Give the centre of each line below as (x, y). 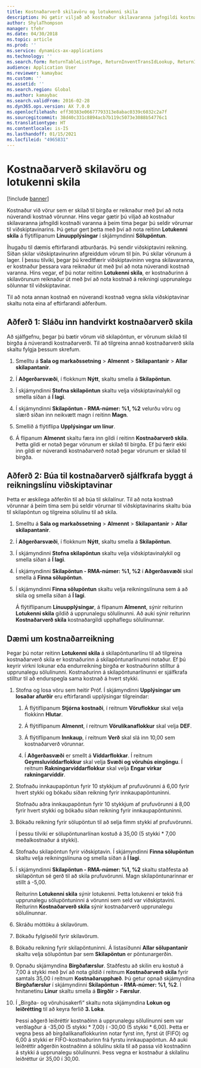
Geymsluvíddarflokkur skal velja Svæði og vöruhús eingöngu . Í (103, 762)
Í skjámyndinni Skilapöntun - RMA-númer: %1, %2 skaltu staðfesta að (102, 870)
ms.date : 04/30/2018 (33, 34)
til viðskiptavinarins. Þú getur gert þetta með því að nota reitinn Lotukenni (97, 229)
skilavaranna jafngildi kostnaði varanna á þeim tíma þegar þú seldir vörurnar (100, 223)
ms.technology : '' (30, 56)
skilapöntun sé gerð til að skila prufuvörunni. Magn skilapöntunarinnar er (104, 876)
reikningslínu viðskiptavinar (60, 485)
